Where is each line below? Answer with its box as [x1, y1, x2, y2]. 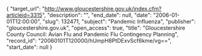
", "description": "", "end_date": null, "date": [42, 11, 152, 19]
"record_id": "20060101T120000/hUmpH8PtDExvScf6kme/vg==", [6, 37, 172, 44]
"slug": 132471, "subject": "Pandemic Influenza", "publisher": [42, 18, 196, 25]
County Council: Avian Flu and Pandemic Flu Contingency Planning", [6, 31, 179, 38]
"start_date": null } [6, 43, 53, 51]
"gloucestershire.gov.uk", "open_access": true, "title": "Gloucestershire [6, 24, 185, 31]
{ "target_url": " [6, 5, 45, 12]
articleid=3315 [6, 11, 43, 19]
